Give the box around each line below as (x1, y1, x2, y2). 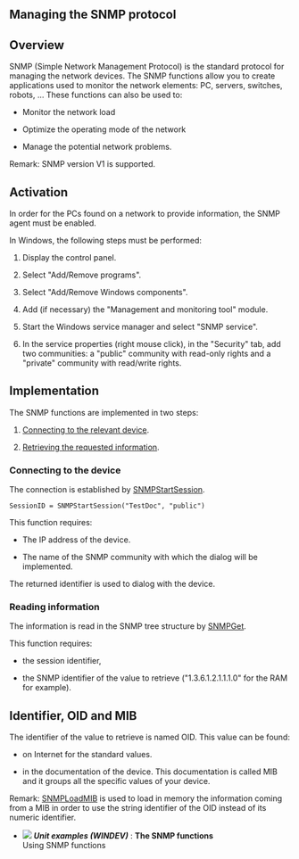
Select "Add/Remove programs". (21, 269, 142, 280)
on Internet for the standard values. (21, 749, 153, 760)
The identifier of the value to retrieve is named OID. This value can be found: (9, 731, 290, 743)
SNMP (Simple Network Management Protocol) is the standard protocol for (9, 62, 285, 72)
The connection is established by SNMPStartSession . (9, 484, 205, 495)
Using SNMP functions (21, 840, 106, 851)
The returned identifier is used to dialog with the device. (9, 579, 216, 590)
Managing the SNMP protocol (9, 7, 177, 22)
